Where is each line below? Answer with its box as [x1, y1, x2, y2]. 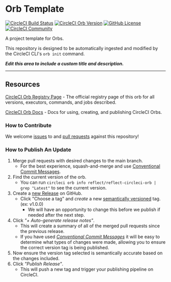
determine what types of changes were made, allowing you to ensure [20, 239, 166, 245]
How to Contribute [5, 122, 52, 129]
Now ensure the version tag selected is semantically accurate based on [12, 250, 163, 256]
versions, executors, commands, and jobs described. [5, 99, 117, 105]
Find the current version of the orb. [12, 174, 87, 180]
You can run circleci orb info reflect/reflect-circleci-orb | [20, 179, 157, 185]
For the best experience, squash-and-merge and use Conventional [20, 163, 160, 169]
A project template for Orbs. [5, 35, 64, 41]
